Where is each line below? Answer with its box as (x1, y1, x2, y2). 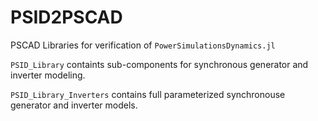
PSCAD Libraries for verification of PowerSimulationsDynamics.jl (10, 39, 276, 51)
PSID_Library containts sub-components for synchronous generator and (10, 58, 309, 70)
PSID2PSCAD (10, 6, 123, 29)
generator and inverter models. (10, 99, 138, 111)
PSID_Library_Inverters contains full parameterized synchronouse (10, 88, 286, 100)
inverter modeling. (10, 69, 86, 81)
